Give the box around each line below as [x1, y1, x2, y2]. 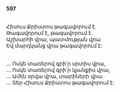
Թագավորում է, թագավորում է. [6, 29, 93, 36]
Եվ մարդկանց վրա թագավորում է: [6, 42, 103, 49]
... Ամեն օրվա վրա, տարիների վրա [6, 73, 103, 79]
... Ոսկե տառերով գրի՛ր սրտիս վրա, [6, 60, 106, 67]
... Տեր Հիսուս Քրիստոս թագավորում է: [6, 79, 115, 86]
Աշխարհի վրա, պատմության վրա [6, 36, 101, 42]
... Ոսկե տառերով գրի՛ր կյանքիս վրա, [6, 66, 110, 73]
